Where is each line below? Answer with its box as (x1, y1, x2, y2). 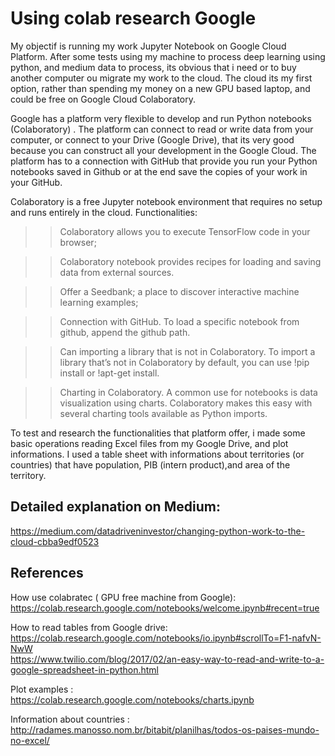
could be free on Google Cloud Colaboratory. (10, 93, 197, 105)
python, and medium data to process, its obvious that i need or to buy (10, 61, 297, 73)
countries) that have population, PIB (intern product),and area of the (10, 458, 291, 471)
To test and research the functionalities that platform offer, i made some (10, 427, 306, 439)
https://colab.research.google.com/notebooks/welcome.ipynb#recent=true (10, 602, 320, 614)
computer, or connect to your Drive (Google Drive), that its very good (10, 133, 295, 146)
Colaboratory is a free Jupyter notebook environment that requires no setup (10, 195, 323, 207)
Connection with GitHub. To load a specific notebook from (59, 315, 300, 327)
